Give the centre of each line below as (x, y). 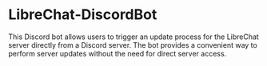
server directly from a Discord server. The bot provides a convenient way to (133, 45)
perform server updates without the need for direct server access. (118, 53)
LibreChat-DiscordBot (83, 15)
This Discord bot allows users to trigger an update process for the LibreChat (134, 37)
